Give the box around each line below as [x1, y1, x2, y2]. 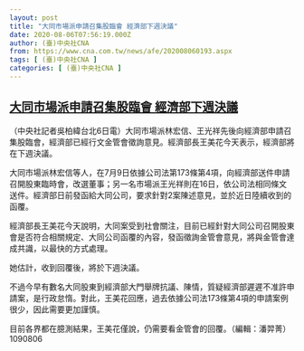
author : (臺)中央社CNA [9, 38, 90, 48]
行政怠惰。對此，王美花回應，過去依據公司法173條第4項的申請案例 [40, 292, 290, 303]
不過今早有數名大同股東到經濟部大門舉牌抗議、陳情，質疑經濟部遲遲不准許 [9, 281, 287, 292]
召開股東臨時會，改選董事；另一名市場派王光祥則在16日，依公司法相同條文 [9, 178, 288, 189]
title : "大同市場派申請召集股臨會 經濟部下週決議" [9, 22, 178, 31]
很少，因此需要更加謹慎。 [9, 304, 105, 315]
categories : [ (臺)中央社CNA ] [9, 64, 122, 73]
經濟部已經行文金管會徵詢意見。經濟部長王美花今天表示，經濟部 [48, 137, 287, 147]
